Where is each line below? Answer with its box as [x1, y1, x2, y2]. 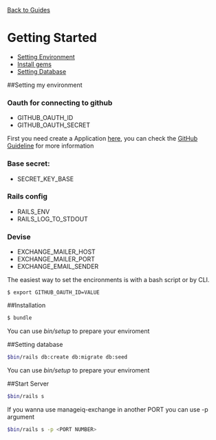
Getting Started [7, 30, 98, 46]
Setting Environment [17, 52, 76, 61]
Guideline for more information [7, 141, 94, 150]
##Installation [7, 301, 46, 310]
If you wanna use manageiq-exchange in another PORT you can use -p [7, 405, 208, 413]
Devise [7, 232, 31, 241]
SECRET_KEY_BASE [17, 174, 74, 183]
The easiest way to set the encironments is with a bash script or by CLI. [7, 276, 210, 284]
